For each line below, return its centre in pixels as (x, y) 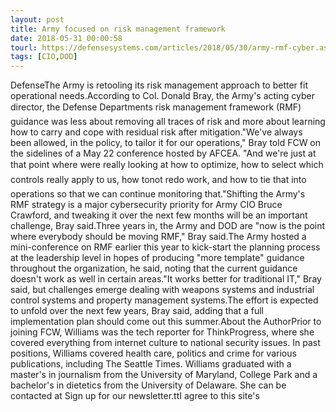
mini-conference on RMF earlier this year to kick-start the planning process (165, 247)
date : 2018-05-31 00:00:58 (66, 38)
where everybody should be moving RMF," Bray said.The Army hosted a (158, 237)
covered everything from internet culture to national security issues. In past (165, 343)
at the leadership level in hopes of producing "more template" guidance (157, 258)
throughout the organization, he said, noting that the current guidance (154, 268)
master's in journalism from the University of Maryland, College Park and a (164, 375)
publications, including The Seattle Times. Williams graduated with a (151, 364)
